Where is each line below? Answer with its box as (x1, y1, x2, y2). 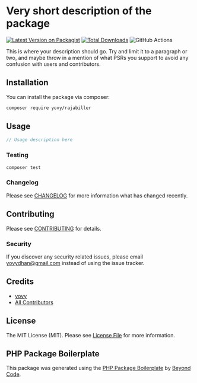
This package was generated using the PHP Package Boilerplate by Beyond (6, 365, 191, 372)
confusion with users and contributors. (6, 60, 101, 68)
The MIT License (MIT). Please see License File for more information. (6, 331, 175, 339)
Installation (6, 78, 49, 88)
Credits (6, 277, 34, 287)
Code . (6, 371, 21, 378)
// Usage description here (6, 137, 73, 143)
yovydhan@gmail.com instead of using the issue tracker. (6, 259, 145, 266)
